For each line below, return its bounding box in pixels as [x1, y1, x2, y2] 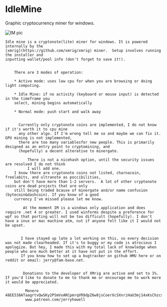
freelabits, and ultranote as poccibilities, [5, 175, 101, 180]
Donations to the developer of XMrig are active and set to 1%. [23, 271, 159, 276]
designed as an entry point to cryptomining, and [5, 144, 110, 149]
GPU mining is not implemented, [5, 135, 72, 140]
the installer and [5, 52, 43, 57]
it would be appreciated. [5, 280, 59, 285]
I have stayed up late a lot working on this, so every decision [20, 236, 159, 241]
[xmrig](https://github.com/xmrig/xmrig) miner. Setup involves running [5, 48, 162, 53]
